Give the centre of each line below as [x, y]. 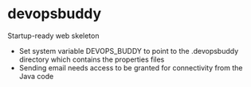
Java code [36, 76]
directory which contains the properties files [92, 59]
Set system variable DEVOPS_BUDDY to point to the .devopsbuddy [129, 51]
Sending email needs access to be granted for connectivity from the [131, 67]
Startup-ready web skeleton [53, 36]
